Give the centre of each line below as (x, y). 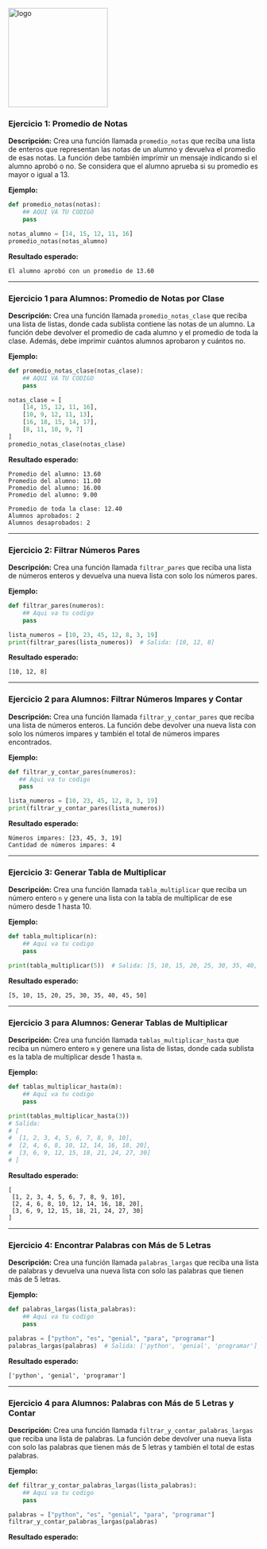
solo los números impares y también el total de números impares (114, 733)
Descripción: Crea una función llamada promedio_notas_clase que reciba (128, 315)
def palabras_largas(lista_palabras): (72, 1310)
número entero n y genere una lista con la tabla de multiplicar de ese (120, 898)
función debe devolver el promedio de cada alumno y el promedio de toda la (133, 332)
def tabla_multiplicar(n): (53, 937)
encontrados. (30, 742)
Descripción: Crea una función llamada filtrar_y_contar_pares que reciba (131, 717)
